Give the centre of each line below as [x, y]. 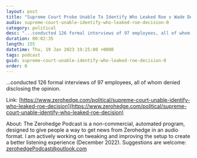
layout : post [22, 11]
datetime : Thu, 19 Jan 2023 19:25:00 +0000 [60, 50]
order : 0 [17, 66]
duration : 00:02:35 [30, 39]
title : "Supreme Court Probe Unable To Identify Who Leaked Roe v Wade [95, 17]
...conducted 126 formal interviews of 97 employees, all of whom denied [93, 83]
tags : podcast [23, 55]
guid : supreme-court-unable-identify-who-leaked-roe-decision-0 [86, 60]
